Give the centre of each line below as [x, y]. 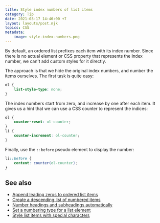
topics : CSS [17, 28]
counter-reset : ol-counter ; [42, 122]
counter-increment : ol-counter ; [47, 135]
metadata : [15, 32]
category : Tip [20, 14]
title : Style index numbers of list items [49, 10]
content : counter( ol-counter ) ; [46, 163]
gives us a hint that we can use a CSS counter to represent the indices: [77, 109]
